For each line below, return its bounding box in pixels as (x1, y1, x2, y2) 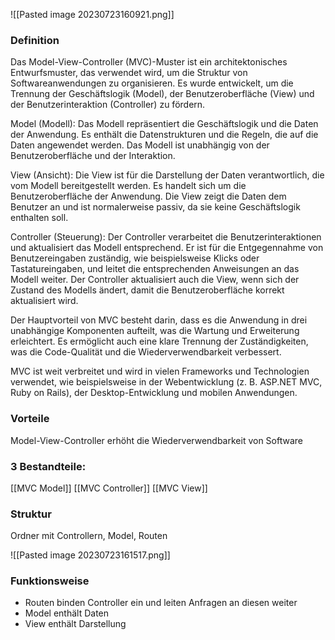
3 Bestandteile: (10, 459, 87, 473)
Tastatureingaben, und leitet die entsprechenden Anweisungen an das (10, 263, 300, 275)
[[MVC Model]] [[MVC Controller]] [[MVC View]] (10, 482, 208, 494)
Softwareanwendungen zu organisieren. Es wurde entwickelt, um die (10, 77, 294, 89)
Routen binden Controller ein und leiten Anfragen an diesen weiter (24, 597, 298, 609)
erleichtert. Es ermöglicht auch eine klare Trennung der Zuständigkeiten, (10, 335, 309, 348)
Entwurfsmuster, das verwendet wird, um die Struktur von (10, 67, 248, 79)
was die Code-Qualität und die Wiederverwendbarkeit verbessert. (10, 346, 282, 358)
